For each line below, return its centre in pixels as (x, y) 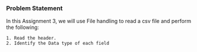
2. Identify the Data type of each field (58, 43)
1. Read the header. (32, 38)
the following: (23, 27)
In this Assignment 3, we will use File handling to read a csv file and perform (99, 21)
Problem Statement (35, 8)
